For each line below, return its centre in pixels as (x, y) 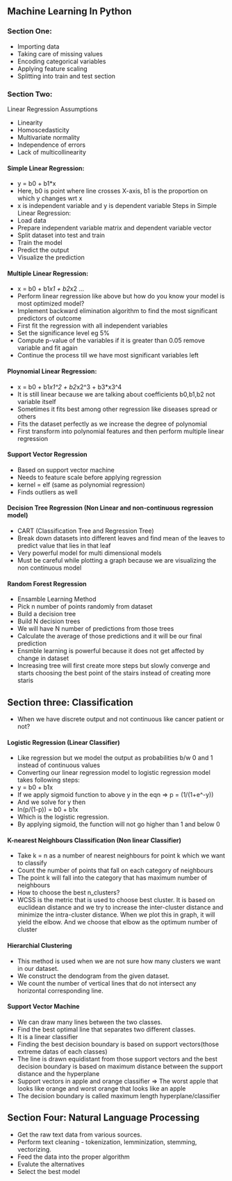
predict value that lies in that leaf (64, 546)
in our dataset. (38, 968)
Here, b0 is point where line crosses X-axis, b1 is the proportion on (113, 191)
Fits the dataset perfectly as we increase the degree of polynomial (112, 424)
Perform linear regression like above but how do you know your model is (121, 296)
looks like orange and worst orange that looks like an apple (101, 1088)
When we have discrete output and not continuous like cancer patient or (121, 719)
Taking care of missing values (60, 54)
